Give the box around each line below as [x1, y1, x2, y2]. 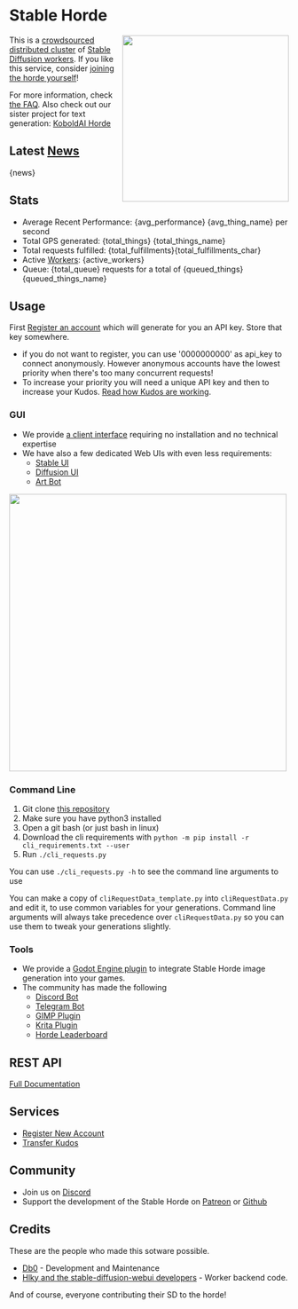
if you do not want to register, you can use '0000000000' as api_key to [21, 349, 282, 359]
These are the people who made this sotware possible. [9, 1245, 210, 1256]
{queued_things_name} [21, 272, 107, 284]
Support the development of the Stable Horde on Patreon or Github [21, 1195, 268, 1207]
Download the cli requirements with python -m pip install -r [21, 832, 250, 842]
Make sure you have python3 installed [21, 813, 161, 824]
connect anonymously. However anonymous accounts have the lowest [21, 359, 281, 369]
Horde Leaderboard [35, 1029, 108, 1040]
